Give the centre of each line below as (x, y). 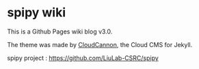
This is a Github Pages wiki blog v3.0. (60, 31)
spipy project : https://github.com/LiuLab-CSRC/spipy (83, 58)
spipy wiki (37, 13)
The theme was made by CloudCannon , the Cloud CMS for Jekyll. (100, 44)
